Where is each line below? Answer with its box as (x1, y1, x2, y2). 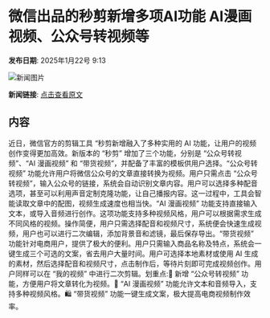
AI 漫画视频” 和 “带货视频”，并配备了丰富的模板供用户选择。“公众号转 (28, 158, 259, 168)
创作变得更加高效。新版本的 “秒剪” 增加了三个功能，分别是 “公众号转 (8, 148, 235, 157)
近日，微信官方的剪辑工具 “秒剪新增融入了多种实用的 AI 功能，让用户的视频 (8, 138, 257, 148)
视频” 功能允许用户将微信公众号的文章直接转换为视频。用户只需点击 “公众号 (8, 168, 259, 177)
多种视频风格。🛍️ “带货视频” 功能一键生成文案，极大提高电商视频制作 (14, 288, 243, 298)
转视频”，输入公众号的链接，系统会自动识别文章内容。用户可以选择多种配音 (8, 178, 259, 188)
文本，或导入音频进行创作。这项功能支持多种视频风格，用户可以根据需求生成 (8, 208, 262, 218)
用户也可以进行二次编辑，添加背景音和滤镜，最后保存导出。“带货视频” (22, 228, 255, 238)
